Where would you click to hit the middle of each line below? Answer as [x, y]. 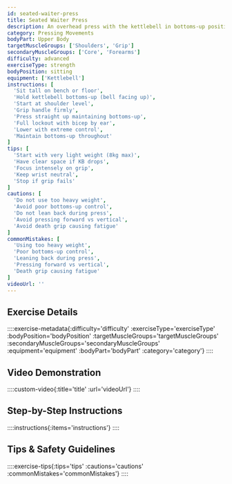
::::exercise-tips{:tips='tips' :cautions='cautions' [75, 466]
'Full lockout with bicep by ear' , [65, 123]
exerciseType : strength [41, 65]
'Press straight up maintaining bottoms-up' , [80, 116]
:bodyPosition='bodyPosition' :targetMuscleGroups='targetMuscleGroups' [113, 336]
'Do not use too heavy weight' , [60, 200]
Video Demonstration [54, 372]
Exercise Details [42, 312]
